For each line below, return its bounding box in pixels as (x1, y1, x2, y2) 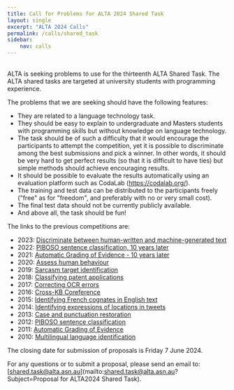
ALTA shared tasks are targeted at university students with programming (7, 77, 216, 85)
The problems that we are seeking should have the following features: (7, 98, 208, 106)
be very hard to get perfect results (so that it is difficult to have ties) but (17, 156, 224, 165)
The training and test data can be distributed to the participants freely (17, 187, 219, 194)
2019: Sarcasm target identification (17, 266, 119, 274)
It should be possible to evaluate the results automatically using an (17, 171, 210, 180)
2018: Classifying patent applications (17, 273, 124, 281)
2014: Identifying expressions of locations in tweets (17, 303, 166, 311)
